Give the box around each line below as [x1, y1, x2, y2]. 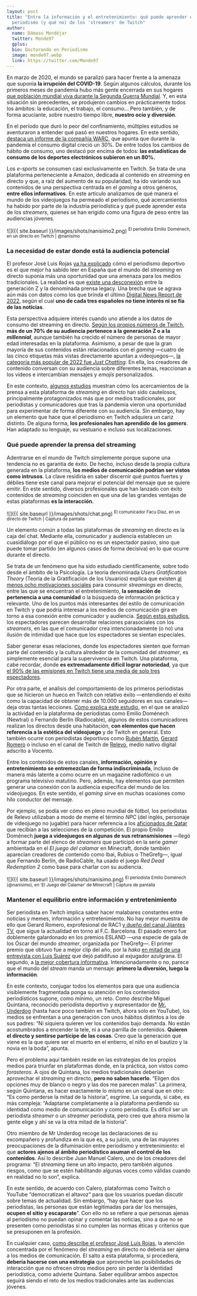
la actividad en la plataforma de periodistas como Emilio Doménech [6, 710, 169, 717]
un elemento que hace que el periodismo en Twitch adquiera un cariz [6, 414, 174, 421]
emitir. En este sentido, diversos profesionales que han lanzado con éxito [6, 485, 183, 492]
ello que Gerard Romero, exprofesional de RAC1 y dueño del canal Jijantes [6, 921, 186, 928]
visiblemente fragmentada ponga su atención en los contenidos [6, 989, 160, 996]
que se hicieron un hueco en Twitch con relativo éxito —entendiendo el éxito [6, 691, 191, 698]
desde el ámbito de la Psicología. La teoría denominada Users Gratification [6, 569, 187, 576]
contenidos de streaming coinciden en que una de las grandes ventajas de [6, 491, 186, 498]
